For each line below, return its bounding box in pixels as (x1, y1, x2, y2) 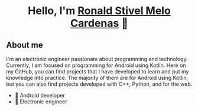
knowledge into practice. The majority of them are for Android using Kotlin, (6, 75, 189, 81)
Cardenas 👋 (70, 16, 129, 30)
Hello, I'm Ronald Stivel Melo (27, 4, 171, 18)
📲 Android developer (14, 92, 65, 99)
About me (6, 40, 43, 50)
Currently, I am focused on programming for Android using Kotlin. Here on (6, 62, 186, 69)
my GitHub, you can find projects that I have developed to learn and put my (6, 68, 189, 75)
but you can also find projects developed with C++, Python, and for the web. (6, 80, 193, 88)
